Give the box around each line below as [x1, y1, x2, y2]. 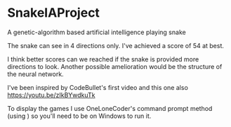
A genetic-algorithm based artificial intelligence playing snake [7, 28, 186, 36]
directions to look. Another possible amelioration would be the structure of [7, 62, 223, 70]
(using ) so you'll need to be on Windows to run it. [7, 112, 152, 120]
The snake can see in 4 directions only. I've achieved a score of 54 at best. [7, 41, 225, 50]
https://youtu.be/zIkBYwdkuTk [7, 91, 96, 99]
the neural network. [7, 70, 65, 78]
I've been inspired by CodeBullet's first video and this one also [7, 83, 188, 91]
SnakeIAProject [7, 5, 100, 21]
